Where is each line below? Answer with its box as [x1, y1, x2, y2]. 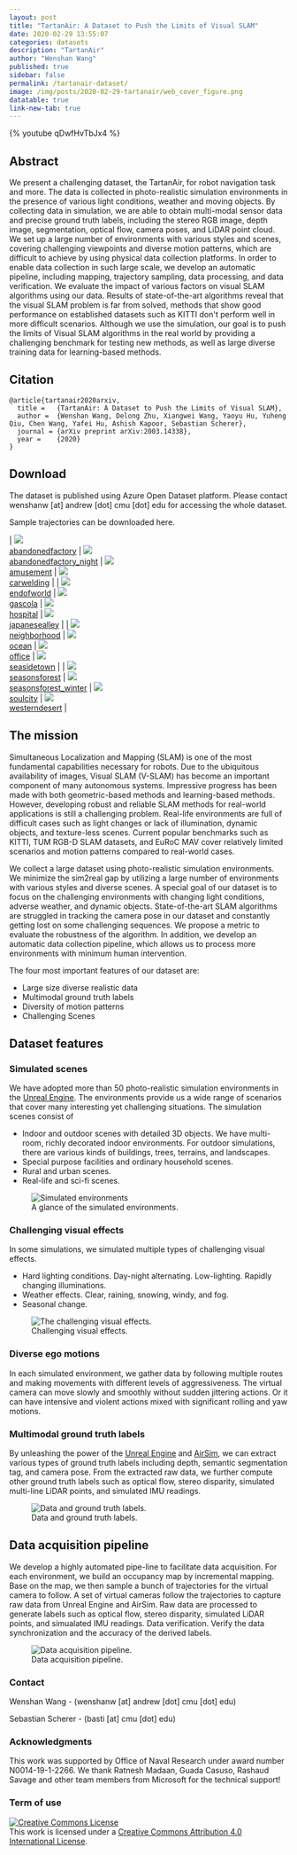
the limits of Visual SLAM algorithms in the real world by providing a [9, 328, 255, 339]
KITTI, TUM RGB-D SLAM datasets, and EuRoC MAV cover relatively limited [9, 836, 284, 847]
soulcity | [9, 693, 43, 703]
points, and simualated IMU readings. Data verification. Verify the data [9, 1617, 265, 1628]
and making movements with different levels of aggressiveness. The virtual [9, 1377, 283, 1388]
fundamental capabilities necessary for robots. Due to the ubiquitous [9, 761, 259, 771]
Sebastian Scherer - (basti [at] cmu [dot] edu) [9, 1713, 177, 1725]
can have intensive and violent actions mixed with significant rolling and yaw [9, 1396, 288, 1406]
